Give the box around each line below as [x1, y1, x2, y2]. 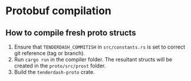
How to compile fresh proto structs [5, 28, 136, 38]
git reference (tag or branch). [14, 50, 85, 57]
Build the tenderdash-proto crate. [14, 69, 95, 75]
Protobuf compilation [5, 4, 111, 18]
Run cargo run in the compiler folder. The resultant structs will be [14, 56, 173, 63]
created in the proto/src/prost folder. [14, 62, 106, 69]
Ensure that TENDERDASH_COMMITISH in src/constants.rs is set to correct [14, 43, 185, 50]
